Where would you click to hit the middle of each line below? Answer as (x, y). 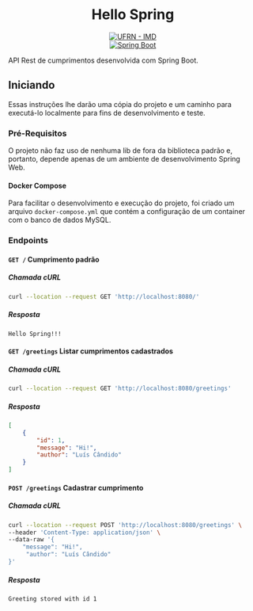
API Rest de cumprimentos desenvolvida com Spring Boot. (104, 60)
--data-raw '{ (32, 540)
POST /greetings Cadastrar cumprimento (76, 487)
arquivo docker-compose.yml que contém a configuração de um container (127, 212)
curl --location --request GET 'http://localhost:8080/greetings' (120, 389)
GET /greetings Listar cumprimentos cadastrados (91, 351)
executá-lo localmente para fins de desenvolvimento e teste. (107, 113)
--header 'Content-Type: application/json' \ (84, 533)
